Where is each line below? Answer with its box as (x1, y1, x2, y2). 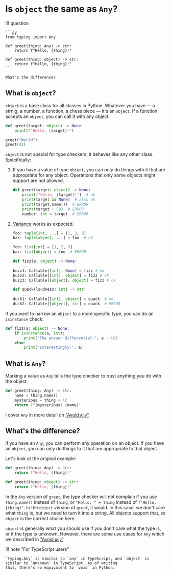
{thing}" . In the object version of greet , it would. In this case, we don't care (5, 504, 165, 510)
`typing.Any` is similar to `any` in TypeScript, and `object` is (5, 556, 150, 561)
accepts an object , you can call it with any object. (5, 113, 110, 120)
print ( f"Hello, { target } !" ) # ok (22, 192, 95, 197)
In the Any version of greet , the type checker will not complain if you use (5, 493, 157, 500)
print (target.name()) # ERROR (22, 202, 89, 207)
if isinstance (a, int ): (14, 330, 65, 336)
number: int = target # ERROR (22, 211, 89, 216)
